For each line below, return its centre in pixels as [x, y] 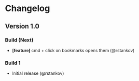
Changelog [28, 8]
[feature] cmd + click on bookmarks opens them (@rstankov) [73, 50]
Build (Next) [19, 40]
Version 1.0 [22, 26]
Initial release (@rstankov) [38, 73]
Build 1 [13, 63]
